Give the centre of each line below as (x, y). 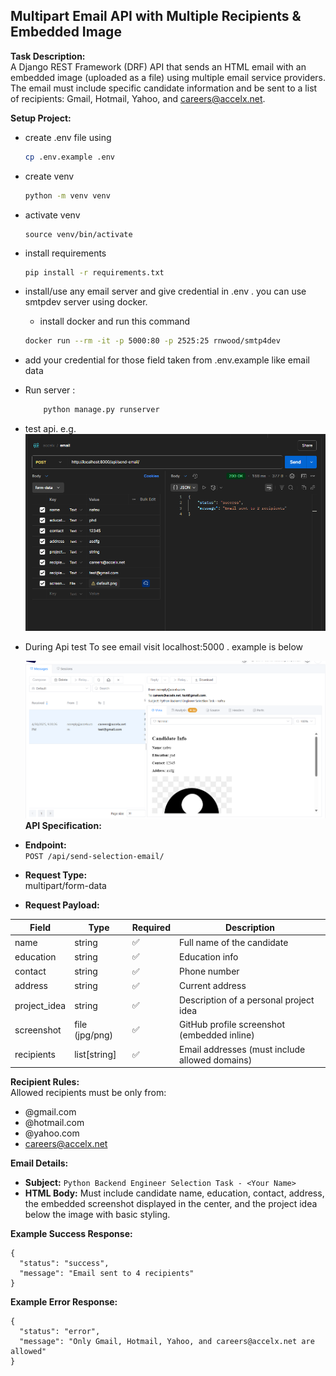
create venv (49, 176)
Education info (209, 956)
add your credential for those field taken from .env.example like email (167, 360)
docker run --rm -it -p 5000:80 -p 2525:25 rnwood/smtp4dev (152, 341)
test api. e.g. (50, 429)
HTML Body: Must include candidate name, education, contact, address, (174, 1193)
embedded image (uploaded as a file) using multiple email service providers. (168, 77)
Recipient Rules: (45, 1082)
